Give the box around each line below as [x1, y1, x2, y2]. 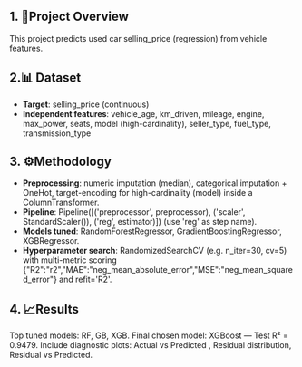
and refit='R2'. [58, 274, 112, 285]
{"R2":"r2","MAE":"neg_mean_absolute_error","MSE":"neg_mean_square [22, 265, 293, 275]
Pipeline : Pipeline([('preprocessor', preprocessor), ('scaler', [22, 207, 246, 217]
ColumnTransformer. [22, 197, 100, 208]
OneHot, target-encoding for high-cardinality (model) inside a [22, 188, 253, 198]
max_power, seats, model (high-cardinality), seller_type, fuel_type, [22, 118, 272, 129]
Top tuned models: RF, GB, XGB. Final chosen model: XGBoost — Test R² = [9, 330, 288, 341]
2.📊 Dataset [9, 70, 82, 86]
